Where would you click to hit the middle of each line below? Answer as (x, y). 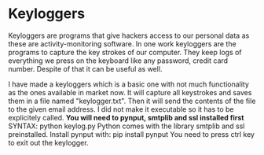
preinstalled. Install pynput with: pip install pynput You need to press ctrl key (132, 134)
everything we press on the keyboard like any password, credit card (118, 61)
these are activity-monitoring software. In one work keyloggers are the (123, 43)
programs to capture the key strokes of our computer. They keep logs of (125, 52)
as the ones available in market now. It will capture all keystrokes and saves (130, 92)
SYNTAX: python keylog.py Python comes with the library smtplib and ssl (126, 126)
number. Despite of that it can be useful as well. (85, 68)
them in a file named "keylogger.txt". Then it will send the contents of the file (132, 101)
